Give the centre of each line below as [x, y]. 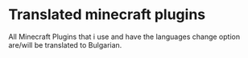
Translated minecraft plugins [107, 15]
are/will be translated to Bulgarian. [65, 44]
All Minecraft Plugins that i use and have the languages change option [124, 37]
